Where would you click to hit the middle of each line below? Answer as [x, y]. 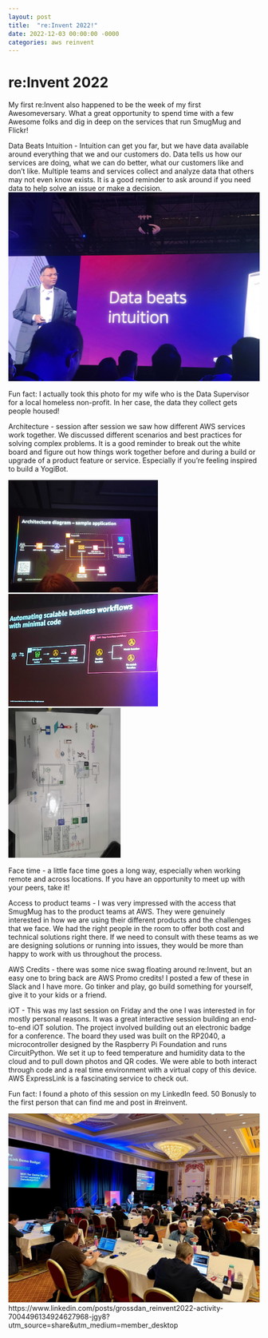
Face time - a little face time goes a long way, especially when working [124, 870]
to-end [20, 1028]
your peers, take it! [39, 888]
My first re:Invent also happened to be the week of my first [104, 105]
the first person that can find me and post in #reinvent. [98, 1102]
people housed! [34, 411]
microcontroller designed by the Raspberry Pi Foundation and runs [118, 1045]
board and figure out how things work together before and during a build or [132, 452]
